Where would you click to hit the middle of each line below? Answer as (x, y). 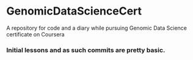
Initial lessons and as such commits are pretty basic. (86, 50)
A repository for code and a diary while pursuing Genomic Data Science (97, 28)
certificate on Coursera (36, 34)
